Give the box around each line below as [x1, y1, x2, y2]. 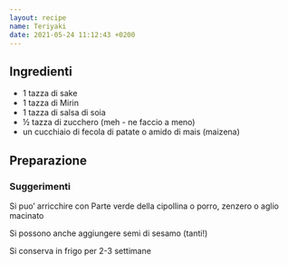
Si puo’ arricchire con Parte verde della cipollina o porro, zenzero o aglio [9, 201, 279, 211]
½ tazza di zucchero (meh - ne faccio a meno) [22, 117, 196, 128]
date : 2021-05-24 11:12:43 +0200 [9, 30, 136, 39]
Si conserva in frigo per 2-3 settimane [9, 245, 152, 256]
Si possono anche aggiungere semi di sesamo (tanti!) [9, 228, 208, 239]
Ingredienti [9, 64, 72, 79]
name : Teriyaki [9, 22, 67, 31]
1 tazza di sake [22, 88, 78, 99]
